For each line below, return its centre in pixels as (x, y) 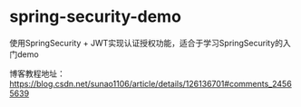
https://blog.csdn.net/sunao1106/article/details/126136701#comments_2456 (150, 83)
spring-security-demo (95, 17)
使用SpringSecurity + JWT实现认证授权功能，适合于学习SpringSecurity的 (146, 43)
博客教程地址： (37, 73)
